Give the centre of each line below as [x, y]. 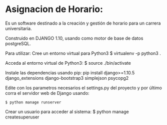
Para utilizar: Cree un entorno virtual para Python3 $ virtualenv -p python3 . [83, 53]
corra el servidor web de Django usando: [47, 93]
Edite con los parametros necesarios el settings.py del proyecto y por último [84, 88]
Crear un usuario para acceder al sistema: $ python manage [67, 111]
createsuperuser [22, 117]
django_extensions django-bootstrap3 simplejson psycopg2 [67, 78]
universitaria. [18, 28]
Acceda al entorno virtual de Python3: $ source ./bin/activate [68, 63]
